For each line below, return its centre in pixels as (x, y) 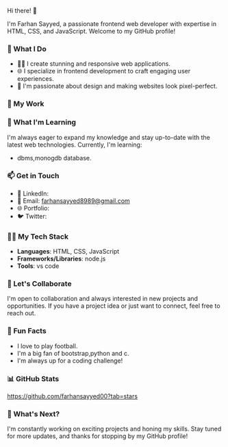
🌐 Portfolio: (33, 208)
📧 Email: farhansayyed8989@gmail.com (73, 201)
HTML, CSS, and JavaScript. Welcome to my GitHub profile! (91, 31)
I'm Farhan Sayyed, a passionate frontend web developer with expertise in (112, 24)
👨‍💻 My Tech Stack (38, 237)
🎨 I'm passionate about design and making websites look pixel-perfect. (117, 86)
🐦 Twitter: (32, 216)
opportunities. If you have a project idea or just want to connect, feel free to (114, 306)
